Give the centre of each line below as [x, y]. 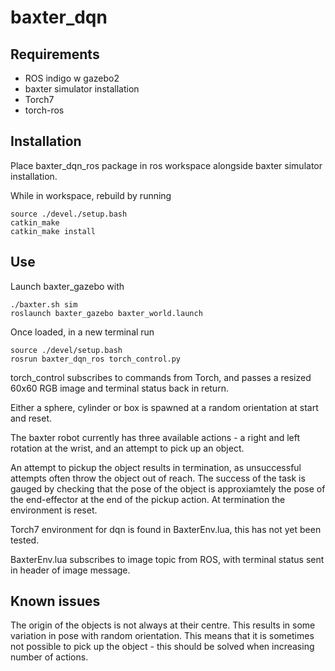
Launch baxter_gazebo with [67, 286]
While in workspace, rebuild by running [91, 195]
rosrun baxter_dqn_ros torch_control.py [96, 359]
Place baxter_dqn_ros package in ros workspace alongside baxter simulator [166, 165]
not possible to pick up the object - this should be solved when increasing [162, 647]
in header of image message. [70, 570]
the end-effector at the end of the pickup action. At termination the [148, 499]
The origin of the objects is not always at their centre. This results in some [163, 625]
